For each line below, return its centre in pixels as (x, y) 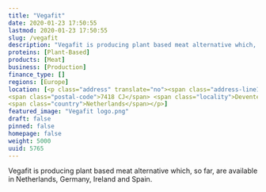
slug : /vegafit (33, 38)
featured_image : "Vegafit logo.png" (68, 112)
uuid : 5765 (26, 148)
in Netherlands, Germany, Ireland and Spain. (80, 179)
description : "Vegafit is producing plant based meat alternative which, (133, 45)
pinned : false (32, 126)
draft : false (30, 119)
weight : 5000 (30, 141)
